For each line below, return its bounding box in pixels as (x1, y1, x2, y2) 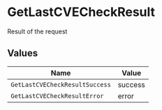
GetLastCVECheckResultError (10, 92, 104, 100)
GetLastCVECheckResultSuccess (10, 81, 112, 88)
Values (7, 47, 38, 59)
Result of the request (7, 27, 68, 36)
